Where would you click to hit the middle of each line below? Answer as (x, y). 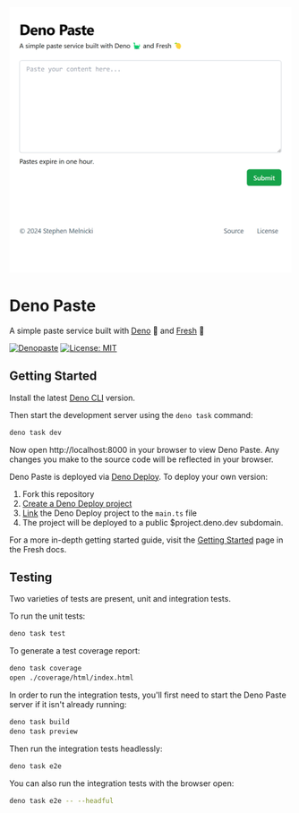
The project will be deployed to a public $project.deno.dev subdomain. (153, 522)
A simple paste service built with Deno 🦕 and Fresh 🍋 (107, 330)
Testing (31, 577)
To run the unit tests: (47, 616)
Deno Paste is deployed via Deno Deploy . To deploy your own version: (139, 476)
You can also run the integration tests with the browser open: (122, 783)
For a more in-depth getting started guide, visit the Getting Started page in (146, 540)
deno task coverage (46, 669)
